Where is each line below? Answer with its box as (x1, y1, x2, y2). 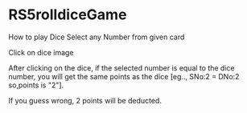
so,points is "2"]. (8, 80, 64, 90)
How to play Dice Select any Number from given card (8, 32, 185, 42)
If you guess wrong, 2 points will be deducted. (8, 95, 163, 105)
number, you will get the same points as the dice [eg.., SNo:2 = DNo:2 (8, 71, 240, 81)
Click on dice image (8, 47, 74, 57)
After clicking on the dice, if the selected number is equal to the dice (8, 63, 235, 73)
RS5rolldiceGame (8, 6, 127, 24)
